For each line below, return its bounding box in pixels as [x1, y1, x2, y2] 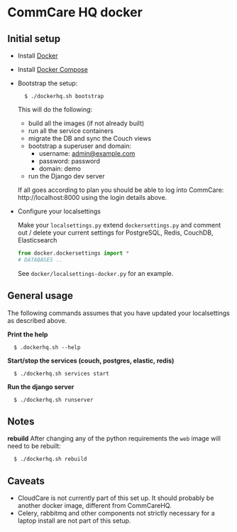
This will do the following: [17, 105, 93, 114]
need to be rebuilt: [7, 442, 62, 450]
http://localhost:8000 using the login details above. [17, 193, 167, 201]
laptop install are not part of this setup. [17, 516, 131, 525]
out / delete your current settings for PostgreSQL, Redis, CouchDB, [17, 228, 214, 237]
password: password [38, 157, 101, 165]
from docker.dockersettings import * [17, 250, 130, 257]
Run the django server [7, 382, 75, 391]
